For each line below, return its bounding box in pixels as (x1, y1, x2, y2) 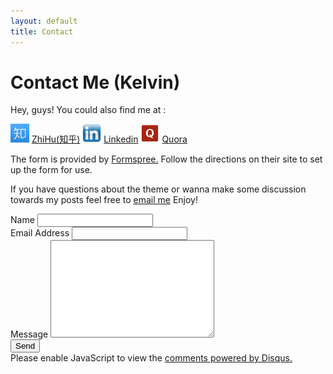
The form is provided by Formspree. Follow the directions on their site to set (10, 153, 323, 165)
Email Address (10, 227, 70, 239)
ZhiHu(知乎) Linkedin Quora (31, 133, 188, 145)
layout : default (10, 16, 78, 26)
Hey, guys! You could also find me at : (10, 104, 167, 116)
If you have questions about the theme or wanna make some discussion (10, 183, 307, 195)
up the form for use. (10, 164, 93, 176)
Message (10, 328, 49, 340)
